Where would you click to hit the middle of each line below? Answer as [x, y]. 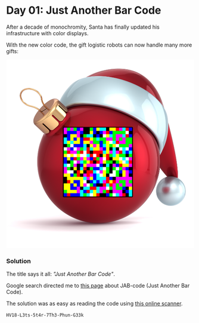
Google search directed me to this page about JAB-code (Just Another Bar [98, 286]
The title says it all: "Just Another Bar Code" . [60, 274]
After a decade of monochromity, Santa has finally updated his [83, 27]
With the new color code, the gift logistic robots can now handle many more [99, 45]
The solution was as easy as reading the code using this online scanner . [94, 304]
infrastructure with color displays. [47, 33]
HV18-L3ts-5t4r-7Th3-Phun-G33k [45, 315]
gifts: [13, 51]
